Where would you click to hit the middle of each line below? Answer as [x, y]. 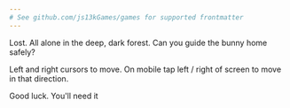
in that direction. [39, 78]
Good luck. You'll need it [54, 96]
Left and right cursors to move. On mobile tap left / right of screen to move [145, 69]
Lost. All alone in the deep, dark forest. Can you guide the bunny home [138, 42]
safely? [22, 52]
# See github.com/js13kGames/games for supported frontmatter [126, 17]
